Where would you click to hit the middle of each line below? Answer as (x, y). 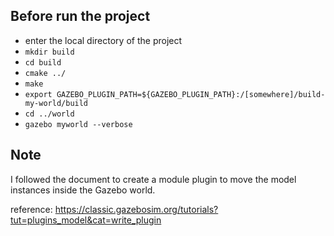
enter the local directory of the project (103, 40)
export (38, 94)
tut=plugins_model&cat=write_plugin (86, 220)
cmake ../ (45, 73)
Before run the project (80, 16)
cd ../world (49, 114)
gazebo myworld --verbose (78, 124)
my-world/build (56, 103)
